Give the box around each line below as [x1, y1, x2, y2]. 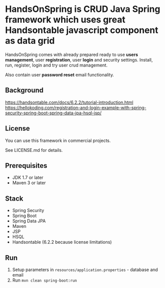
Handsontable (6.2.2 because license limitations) [12, 239, 112, 245]
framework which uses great [5, 14, 125, 25]
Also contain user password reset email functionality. [5, 72, 115, 77]
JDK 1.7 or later [12, 175, 43, 181]
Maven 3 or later [12, 180, 46, 186]
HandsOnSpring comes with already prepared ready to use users [5, 51, 138, 58]
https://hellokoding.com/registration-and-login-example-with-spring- [5, 104, 147, 110]
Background [5, 86, 43, 95]
